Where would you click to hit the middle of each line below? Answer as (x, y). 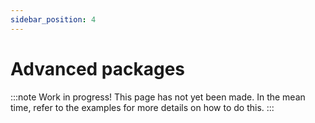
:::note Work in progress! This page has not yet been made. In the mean (158, 97)
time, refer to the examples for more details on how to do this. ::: (142, 107)
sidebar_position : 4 (53, 19)
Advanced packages (98, 68)
